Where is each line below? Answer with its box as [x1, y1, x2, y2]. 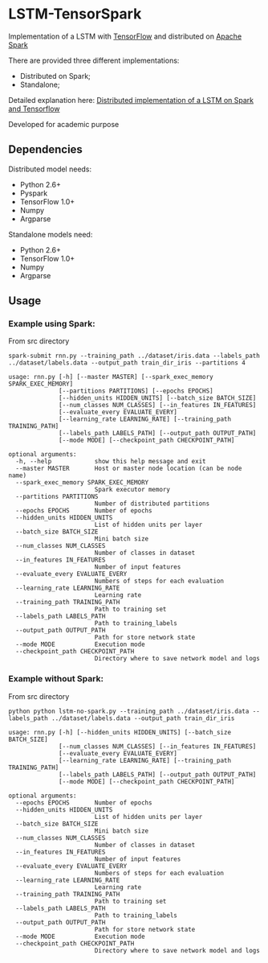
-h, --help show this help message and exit [15, 458, 206, 466]
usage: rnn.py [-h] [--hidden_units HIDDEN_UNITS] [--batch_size [8, 728, 231, 736]
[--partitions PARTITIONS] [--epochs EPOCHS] [59, 387, 214, 395]
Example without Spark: [8, 673, 104, 685]
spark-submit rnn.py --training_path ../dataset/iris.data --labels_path [8, 352, 261, 360]
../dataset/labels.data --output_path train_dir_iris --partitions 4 [8, 359, 246, 367]
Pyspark [19, 188, 48, 198]
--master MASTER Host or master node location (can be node [15, 464, 242, 473]
